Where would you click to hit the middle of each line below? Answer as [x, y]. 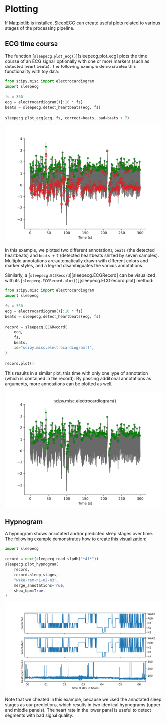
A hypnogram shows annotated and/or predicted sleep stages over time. [79, 533]
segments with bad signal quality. [39, 715]
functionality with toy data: [32, 71]
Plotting [22, 9]
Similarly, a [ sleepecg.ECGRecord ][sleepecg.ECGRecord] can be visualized [80, 275]
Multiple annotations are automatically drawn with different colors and [77, 260]
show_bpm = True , [30, 591]
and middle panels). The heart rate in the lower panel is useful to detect [78, 710]
